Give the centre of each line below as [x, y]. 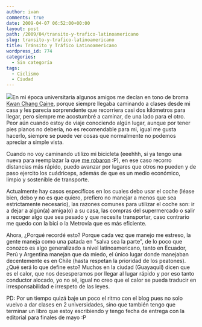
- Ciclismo [25, 74]
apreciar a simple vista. [35, 142]
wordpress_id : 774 [29, 51]
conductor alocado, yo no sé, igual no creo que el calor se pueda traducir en [101, 280]
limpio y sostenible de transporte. [48, 180]
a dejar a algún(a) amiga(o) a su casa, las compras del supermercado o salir [101, 211]
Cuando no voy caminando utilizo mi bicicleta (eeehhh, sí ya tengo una [94, 154]
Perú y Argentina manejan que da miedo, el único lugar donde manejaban [97, 254]
